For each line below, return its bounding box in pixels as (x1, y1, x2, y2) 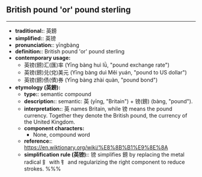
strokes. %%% (23, 165, 61, 172)
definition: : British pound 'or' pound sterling (14, 47, 125, 55)
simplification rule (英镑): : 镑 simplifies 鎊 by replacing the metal (23, 151, 185, 158)
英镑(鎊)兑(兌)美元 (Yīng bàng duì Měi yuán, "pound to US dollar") (23, 68, 188, 76)
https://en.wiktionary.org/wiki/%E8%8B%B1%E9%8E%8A (23, 143, 168, 151)
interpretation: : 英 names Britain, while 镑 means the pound (23, 105, 173, 112)
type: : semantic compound (23, 90, 91, 98)
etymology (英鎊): (14, 83, 61, 91)
